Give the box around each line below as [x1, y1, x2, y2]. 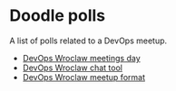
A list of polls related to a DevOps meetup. [9, 35, 168, 46]
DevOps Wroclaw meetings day [22, 52, 141, 63]
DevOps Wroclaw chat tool [22, 62, 122, 73]
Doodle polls [9, 5, 106, 26]
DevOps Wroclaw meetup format [22, 71, 145, 82]
